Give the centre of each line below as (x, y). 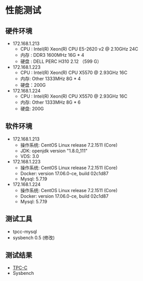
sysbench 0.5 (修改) (34, 238)
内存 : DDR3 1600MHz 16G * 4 (52, 55)
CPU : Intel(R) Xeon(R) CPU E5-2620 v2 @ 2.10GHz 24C (79, 49)
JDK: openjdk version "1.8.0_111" (54, 151)
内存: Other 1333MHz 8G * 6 (50, 102)
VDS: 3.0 (30, 156)
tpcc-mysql (25, 231)
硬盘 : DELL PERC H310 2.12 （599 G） (61, 61)
